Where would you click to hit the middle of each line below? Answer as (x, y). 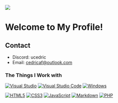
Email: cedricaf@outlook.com (42, 62)
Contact (18, 45)
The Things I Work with (34, 75)
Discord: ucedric (29, 57)
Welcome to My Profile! (54, 27)
